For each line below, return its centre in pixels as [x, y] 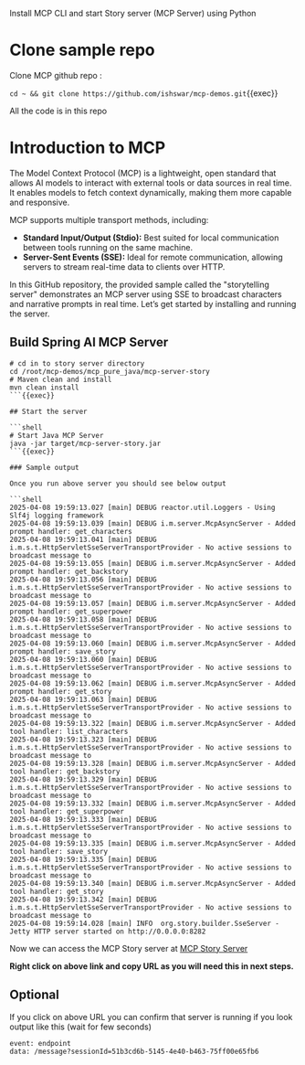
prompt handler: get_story [61, 691]
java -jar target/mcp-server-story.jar [85, 443]
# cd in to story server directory [77, 363]
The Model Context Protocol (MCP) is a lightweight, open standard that [143, 173]
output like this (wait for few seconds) [81, 1027]
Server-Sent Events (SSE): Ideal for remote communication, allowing [152, 257]
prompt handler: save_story [63, 651]
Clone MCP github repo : [56, 75]
